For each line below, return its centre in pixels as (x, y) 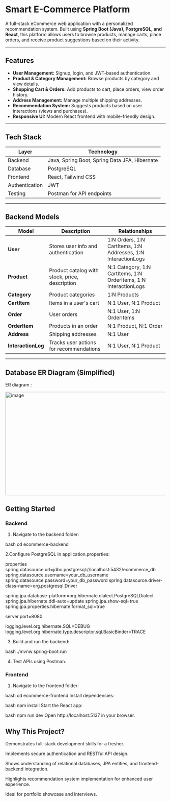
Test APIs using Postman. (39, 661)
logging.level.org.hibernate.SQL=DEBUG (48, 626)
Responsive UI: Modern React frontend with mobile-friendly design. (84, 116)
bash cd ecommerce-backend (37, 544)
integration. (37, 769)
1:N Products (123, 295)
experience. (18, 784)
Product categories (72, 295)
